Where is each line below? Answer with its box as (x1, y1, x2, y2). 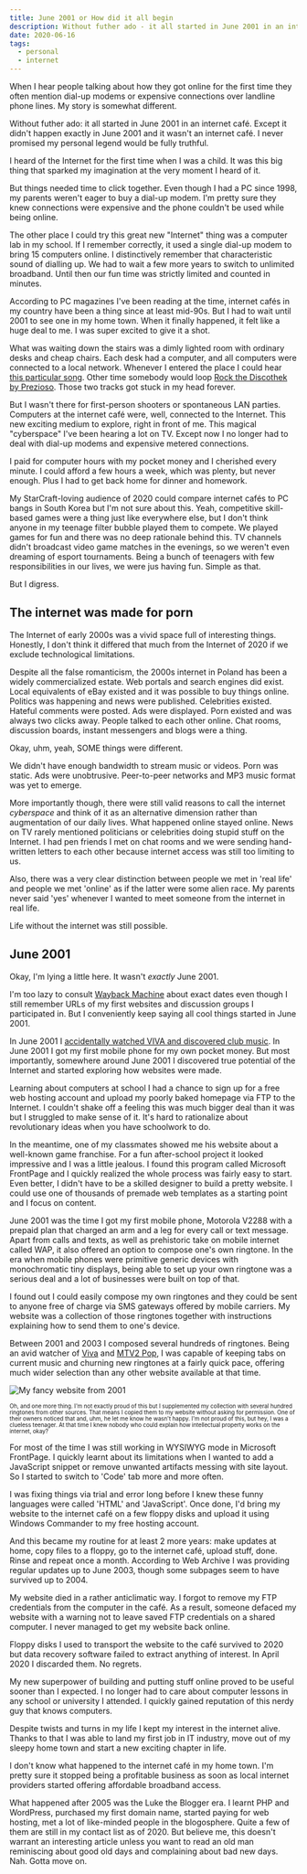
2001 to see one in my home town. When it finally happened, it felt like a (9, 315, 281, 325)
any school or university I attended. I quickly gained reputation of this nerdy (9, 1695, 294, 1706)
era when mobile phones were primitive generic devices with (9, 1253, 239, 1264)
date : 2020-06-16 (9, 30, 76, 39)
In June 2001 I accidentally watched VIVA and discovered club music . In (9, 1035, 281, 1047)
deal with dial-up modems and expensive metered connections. (9, 438, 249, 449)
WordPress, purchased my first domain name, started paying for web (9, 1806, 270, 1817)
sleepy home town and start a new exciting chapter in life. (9, 1742, 227, 1753)
